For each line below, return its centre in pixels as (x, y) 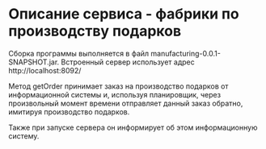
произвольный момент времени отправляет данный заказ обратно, (126, 103)
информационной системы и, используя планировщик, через (114, 94)
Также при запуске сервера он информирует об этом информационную (133, 127)
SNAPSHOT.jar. (34, 62)
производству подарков (95, 31)
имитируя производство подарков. (69, 112)
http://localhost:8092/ (45, 70)
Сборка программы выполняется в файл (79, 53)
